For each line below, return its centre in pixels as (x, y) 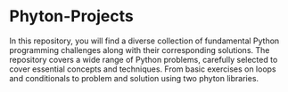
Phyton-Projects (71, 16)
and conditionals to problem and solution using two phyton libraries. (134, 78)
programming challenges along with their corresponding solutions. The (140, 50)
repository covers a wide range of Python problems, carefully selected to (144, 59)
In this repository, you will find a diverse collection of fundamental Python (144, 41)
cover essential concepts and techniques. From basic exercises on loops (143, 69)
